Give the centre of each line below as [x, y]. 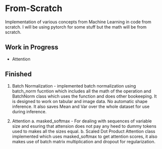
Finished [18, 74]
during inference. [29, 111]
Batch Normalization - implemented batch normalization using [74, 86]
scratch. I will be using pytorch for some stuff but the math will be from [76, 27]
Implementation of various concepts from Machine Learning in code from [78, 22]
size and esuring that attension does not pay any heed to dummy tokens [84, 126]
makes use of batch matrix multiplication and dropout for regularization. [84, 141]
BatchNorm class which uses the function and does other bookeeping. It [84, 96]
